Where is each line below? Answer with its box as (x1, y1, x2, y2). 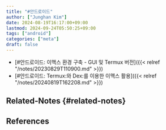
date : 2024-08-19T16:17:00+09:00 (6, 19, 88, 25)
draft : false (6, 42, 38, 48)
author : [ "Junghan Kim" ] (6, 14, 67, 20)
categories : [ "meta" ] (6, 36, 59, 42)
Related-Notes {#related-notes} (6, 96, 127, 106)
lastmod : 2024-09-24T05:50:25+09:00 (6, 25, 96, 31)
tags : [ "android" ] (6, 31, 51, 37)
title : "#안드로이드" (6, 8, 53, 15)
